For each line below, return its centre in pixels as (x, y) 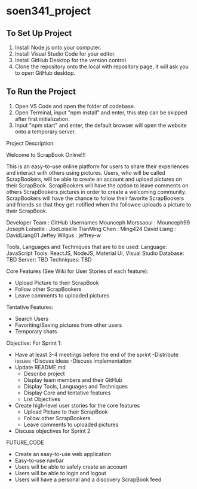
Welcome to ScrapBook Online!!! (46, 154)
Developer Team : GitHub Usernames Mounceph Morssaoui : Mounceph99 (98, 222)
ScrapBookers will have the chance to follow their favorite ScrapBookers (95, 198)
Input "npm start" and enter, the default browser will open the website (101, 125)
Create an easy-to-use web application (63, 454)
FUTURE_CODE (25, 442)
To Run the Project (41, 92)
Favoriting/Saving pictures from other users (68, 325)
